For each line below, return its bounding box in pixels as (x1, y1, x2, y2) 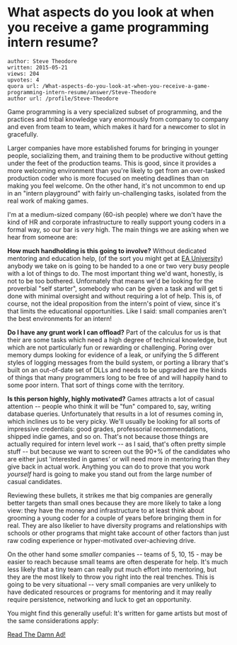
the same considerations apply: (7, 616, 99, 624)
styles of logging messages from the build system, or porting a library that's (7, 358, 229, 366)
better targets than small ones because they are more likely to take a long (7, 498, 221, 507)
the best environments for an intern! (7, 314, 112, 322)
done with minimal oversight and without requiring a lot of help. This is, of (7, 291, 221, 300)
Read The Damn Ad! (7, 630, 66, 639)
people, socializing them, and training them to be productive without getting (7, 151, 229, 159)
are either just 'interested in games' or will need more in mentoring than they (7, 454, 230, 463)
